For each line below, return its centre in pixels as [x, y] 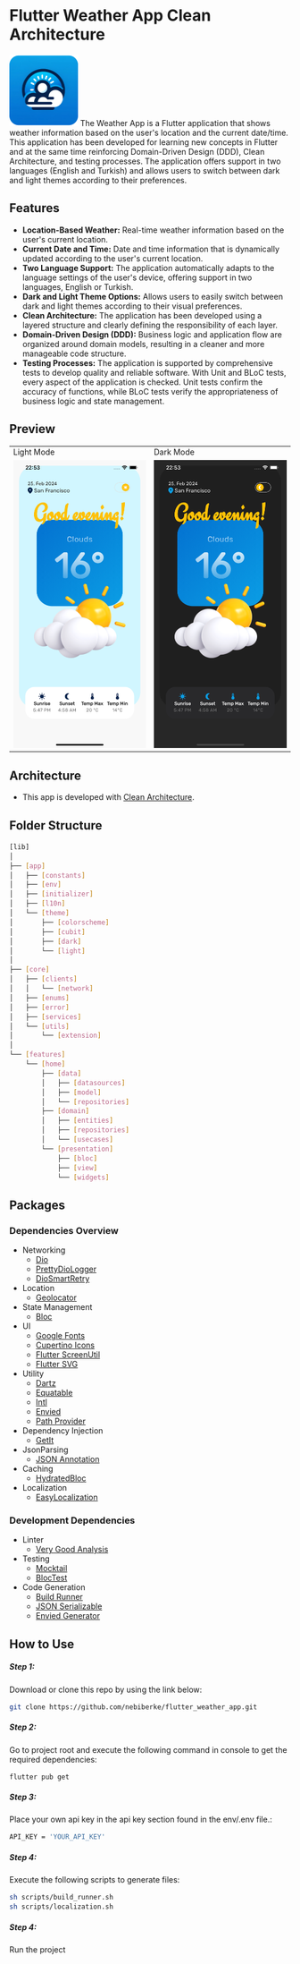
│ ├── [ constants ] [48, 875]
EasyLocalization [67, 1497]
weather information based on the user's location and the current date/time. [149, 132]
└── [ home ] [46, 1064]
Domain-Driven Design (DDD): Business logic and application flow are [152, 334]
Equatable [54, 1393]
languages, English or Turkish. [78, 286]
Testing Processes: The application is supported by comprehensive [148, 362]
